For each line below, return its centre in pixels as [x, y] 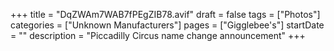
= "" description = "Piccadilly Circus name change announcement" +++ [158, 35]
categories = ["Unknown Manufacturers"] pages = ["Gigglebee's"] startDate [167, 25]
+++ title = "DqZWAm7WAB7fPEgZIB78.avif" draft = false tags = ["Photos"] [165, 14]
